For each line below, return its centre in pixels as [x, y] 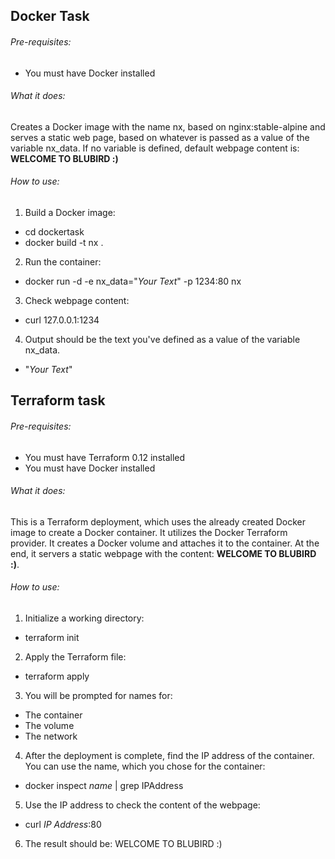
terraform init [52, 637]
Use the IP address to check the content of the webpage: [142, 805]
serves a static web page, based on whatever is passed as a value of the [160, 137]
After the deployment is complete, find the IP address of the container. [169, 755]
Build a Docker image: [70, 212]
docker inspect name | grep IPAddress [104, 785]
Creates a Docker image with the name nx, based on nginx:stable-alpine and [168, 126]
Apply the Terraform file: [75, 657]
